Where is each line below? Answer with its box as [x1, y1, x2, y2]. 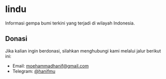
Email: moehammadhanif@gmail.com [12, 62, 89, 68]
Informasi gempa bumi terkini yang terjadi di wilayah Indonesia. [5, 20, 135, 26]
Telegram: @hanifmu [12, 68, 56, 74]
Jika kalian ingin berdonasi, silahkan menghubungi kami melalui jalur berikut [5, 47, 161, 53]
